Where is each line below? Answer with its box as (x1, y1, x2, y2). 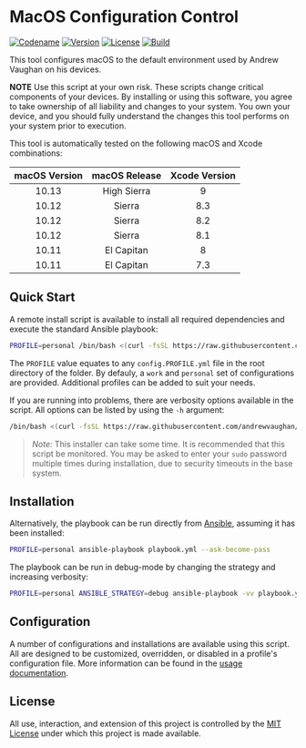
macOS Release (91, 169, 162, 181)
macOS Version (14, 169, 84, 181)
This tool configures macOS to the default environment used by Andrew (9, 54, 280, 65)
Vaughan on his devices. (9, 64, 102, 75)
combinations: (9, 148, 63, 159)
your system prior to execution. (9, 120, 127, 131)
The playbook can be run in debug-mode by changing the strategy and (9, 562, 276, 573)
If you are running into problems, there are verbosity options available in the (9, 394, 294, 405)
